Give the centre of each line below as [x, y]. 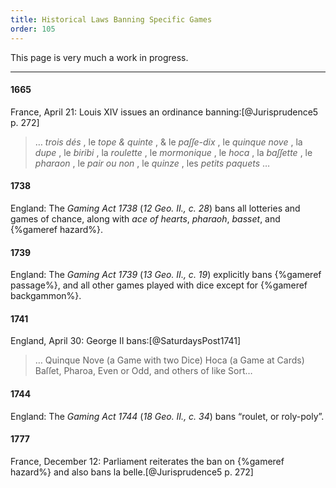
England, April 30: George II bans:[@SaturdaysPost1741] [126, 341]
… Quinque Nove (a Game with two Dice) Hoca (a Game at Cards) [169, 360]
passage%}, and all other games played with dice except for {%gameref [159, 285]
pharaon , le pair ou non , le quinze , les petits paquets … [152, 163]
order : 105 [33, 29]
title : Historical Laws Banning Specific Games [111, 19]
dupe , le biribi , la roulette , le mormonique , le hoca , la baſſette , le [173, 152]
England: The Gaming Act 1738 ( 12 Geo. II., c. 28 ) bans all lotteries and [155, 208]
